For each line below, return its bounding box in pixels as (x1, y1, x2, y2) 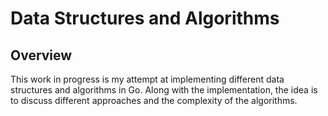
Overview (10, 47, 73, 64)
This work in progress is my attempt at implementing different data (10, 73, 285, 85)
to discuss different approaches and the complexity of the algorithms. (10, 95, 298, 106)
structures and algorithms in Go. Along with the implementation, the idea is (10, 84, 318, 96)
